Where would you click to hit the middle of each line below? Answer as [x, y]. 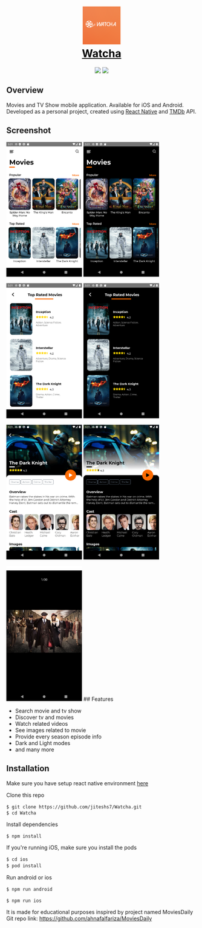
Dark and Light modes [43, 743]
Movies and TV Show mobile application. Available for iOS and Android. [95, 105]
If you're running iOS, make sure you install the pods [72, 848]
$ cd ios [17, 859]
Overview [25, 90]
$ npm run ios [24, 901]
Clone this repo [25, 795]
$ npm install [24, 836]
